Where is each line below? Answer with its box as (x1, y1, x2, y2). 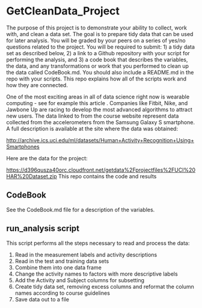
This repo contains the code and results (58, 172, 157, 180)
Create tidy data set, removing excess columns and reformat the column (14, 283, 194, 290)
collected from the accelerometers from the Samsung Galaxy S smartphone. (6, 118, 195, 125)
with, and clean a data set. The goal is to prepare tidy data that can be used (6, 30, 194, 37)
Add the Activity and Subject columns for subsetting (14, 276, 145, 283)
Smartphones (6, 143, 40, 150)
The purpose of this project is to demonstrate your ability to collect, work (6, 24, 188, 31)
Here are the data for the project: (6, 154, 88, 162)
